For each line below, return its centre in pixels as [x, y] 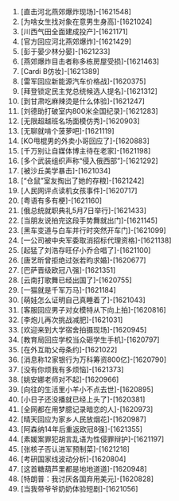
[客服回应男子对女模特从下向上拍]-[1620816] [93, 310]
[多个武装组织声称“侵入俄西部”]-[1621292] [89, 161]
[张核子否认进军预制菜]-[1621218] [75, 449]
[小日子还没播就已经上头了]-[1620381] [83, 399]
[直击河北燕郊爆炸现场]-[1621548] [76, 12]
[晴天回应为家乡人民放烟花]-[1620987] [83, 419]
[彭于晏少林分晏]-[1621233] [65, 51]
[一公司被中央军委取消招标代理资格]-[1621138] [96, 240]
